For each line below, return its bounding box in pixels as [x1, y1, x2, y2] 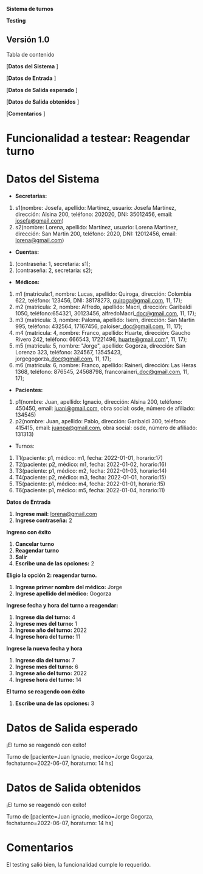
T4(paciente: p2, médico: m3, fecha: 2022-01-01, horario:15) [15, 473, 167, 481]
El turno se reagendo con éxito [6, 687, 85, 695]
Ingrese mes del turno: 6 [15, 663, 79, 670]
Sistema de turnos [6, 5, 53, 12]
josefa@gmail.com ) [15, 217, 64, 224]
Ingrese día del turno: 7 [15, 656, 75, 664]
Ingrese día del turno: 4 [15, 613, 76, 621]
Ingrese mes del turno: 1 [15, 620, 78, 627]
